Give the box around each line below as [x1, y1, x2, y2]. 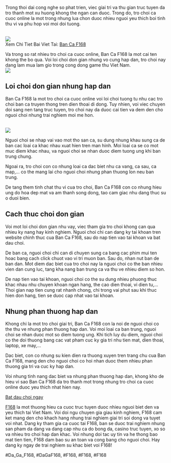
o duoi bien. [5, 195, 31, 201]
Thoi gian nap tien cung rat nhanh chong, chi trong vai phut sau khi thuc [5, 287, 157, 293]
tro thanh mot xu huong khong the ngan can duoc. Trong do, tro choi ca [5, 10, 156, 16]
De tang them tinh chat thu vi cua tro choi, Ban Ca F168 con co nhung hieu [5, 184, 162, 190]
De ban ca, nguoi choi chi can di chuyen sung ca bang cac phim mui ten [5, 250, 157, 256]
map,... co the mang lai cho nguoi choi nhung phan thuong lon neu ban [5, 169, 154, 175]
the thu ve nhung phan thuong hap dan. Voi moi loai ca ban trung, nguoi [5, 326, 157, 332]
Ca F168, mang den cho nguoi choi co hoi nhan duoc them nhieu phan [5, 358, 153, 364]
